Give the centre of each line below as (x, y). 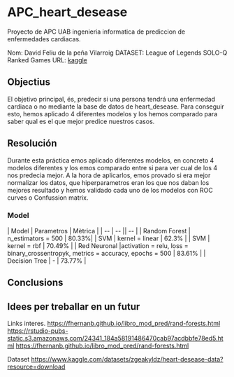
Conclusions (35, 283)
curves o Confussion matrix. (48, 198)
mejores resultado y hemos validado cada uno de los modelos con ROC (110, 190)
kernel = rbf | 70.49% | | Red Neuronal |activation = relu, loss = (98, 245)
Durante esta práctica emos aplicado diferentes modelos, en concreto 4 (111, 160)
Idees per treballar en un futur (74, 307)
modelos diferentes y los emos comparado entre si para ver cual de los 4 (112, 167)
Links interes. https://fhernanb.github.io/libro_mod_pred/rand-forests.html (114, 324)
